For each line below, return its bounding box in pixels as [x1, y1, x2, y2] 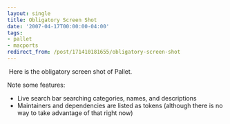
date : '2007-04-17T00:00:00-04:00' [7, 23, 110, 30]
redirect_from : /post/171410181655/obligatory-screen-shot [7, 49, 181, 56]
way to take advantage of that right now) [17, 108, 133, 117]
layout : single [7, 10, 51, 17]
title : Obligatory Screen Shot [7, 17, 97, 23]
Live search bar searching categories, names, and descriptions [17, 94, 197, 102]
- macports [7, 42, 39, 49]
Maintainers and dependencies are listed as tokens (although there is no [17, 101, 223, 110]
